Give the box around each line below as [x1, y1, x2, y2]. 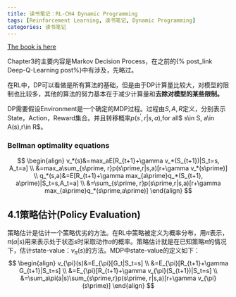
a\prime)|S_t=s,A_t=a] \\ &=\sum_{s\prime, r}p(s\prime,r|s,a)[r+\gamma [15, 179, 221, 187]
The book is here [7, 43, 56, 51]
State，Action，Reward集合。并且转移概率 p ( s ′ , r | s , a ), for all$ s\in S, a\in [7, 113, 215, 122]
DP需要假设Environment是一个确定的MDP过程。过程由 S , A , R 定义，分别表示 [7, 105, 226, 113]
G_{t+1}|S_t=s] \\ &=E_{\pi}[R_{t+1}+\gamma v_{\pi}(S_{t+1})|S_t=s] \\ [18, 266, 218, 274]
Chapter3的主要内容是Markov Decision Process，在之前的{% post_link [7, 57, 213, 65]
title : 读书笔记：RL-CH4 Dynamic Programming [7, 10, 138, 18]
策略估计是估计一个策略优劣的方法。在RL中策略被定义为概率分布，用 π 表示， [7, 229, 229, 237]
